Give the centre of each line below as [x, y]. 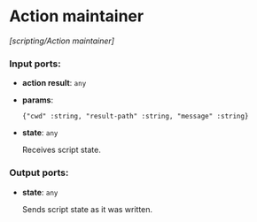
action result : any [54, 83]
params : [38, 100]
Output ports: [39, 172]
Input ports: [35, 64]
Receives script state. [62, 150]
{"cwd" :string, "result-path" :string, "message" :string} [135, 117]
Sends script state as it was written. [87, 209]
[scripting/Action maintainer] [62, 41]
